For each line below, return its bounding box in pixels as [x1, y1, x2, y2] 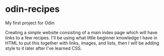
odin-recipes [5, 3, 60, 15]
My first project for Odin [5, 20, 55, 26]
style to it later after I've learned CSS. [5, 45, 82, 51]
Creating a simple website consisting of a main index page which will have [5, 29, 158, 35]
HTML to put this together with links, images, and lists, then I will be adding [5, 40, 160, 46]
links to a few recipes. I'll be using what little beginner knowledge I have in [5, 35, 158, 41]
